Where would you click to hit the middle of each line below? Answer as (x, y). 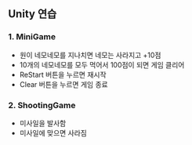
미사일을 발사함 (43, 123)
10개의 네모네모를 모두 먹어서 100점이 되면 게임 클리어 (102, 64)
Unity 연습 (33, 14)
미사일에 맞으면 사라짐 (53, 132)
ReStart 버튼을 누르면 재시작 (63, 74)
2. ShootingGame (42, 105)
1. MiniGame (32, 37)
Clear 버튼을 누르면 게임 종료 (63, 84)
